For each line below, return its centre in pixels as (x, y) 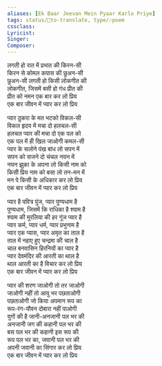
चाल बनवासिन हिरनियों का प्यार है (43, 248)
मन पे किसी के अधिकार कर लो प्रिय (45, 180)
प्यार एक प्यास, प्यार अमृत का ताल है (46, 233)
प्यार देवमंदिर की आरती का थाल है (43, 256)
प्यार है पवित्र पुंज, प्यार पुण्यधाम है (42, 202)
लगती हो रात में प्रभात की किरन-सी (44, 65)
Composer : (21, 46)
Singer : (18, 39)
